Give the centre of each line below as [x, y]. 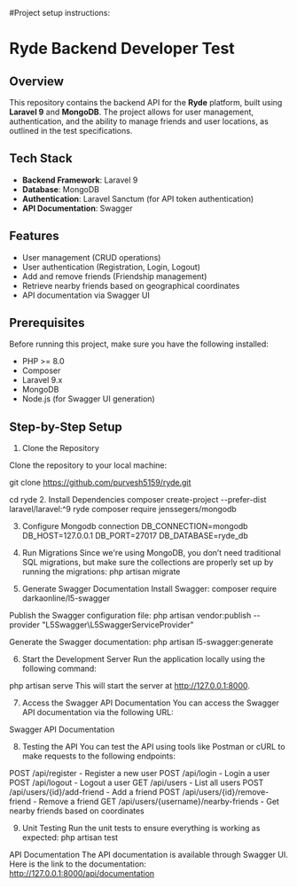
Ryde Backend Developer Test [122, 49]
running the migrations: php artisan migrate [101, 572]
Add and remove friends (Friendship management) [114, 276]
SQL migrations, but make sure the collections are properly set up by [148, 563]
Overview [37, 81]
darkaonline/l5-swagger [66, 598]
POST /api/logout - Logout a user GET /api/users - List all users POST [137, 782]
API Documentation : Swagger [77, 208]
